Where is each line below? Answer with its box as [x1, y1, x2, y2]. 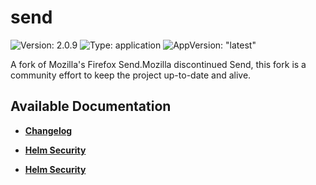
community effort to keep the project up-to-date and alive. [10, 69, 252, 81]
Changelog [24, 124, 73, 136]
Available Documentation [10, 98, 172, 115]
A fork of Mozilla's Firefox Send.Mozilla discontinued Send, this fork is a [10, 58, 307, 70]
